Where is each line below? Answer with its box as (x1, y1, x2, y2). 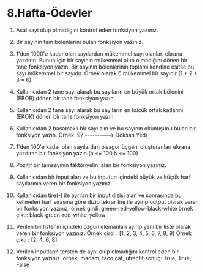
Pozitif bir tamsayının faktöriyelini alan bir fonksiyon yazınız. (15, 161, 167, 168)
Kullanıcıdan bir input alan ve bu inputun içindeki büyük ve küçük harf (15, 173, 192, 181)
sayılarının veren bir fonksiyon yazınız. (15, 179, 113, 187)
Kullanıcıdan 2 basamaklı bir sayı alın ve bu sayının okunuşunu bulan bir (15, 124, 196, 132)
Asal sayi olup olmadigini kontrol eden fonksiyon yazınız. (15, 26, 158, 34)
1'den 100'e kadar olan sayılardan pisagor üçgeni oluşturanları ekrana (15, 143, 190, 150)
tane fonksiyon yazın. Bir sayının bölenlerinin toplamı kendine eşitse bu (15, 63, 195, 70)
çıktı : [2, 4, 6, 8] (15, 236, 58, 243)
